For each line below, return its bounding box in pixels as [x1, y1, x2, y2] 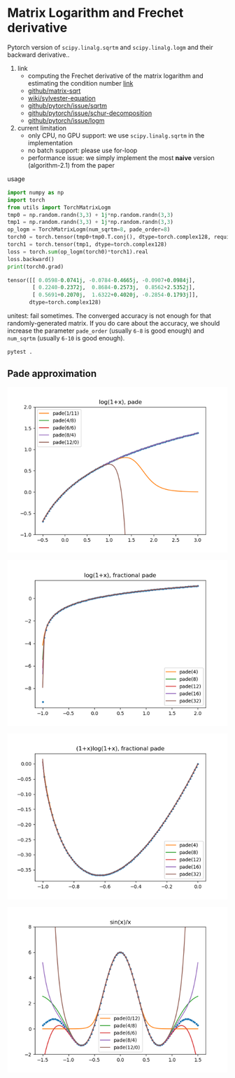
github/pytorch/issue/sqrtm [27, 101, 107, 109]
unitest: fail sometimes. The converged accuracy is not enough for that [7, 312, 212, 320]
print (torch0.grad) [7, 263, 64, 270]
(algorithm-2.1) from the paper [27, 161, 115, 169]
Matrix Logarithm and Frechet [7, 5, 184, 21]
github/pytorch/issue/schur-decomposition [27, 109, 152, 117]
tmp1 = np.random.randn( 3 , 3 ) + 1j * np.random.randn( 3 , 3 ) [7, 219, 173, 226]
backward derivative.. [7, 51, 70, 59]
